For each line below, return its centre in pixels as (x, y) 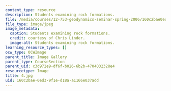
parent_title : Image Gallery (36, 57)
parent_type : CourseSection (35, 62)
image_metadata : (22, 29)
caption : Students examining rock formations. (60, 33)
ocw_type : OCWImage (26, 52)
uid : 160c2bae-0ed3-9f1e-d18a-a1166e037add (52, 80)
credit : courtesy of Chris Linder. (48, 38)
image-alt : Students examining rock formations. (62, 43)
